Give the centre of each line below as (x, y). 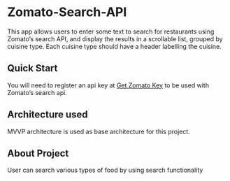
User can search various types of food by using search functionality (105, 170)
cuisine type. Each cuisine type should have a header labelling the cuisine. (114, 46)
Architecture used (48, 115)
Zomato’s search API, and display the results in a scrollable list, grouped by (115, 38)
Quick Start (33, 68)
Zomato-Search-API (67, 12)
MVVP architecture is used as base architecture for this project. (99, 131)
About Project (38, 153)
